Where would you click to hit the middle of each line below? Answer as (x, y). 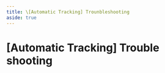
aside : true (21, 18)
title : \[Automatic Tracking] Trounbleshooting (68, 12)
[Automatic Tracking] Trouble (83, 48)
